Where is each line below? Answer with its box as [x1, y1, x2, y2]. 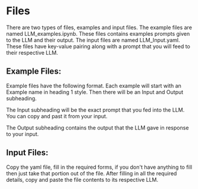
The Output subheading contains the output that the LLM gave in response [6, 124, 189, 131]
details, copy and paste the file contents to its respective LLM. [6, 176, 159, 183]
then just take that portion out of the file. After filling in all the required [6, 169, 177, 177]
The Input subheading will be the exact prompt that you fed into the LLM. [6, 106, 185, 114]
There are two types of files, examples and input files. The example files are [6, 24, 192, 31]
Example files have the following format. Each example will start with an [6, 82, 181, 89]
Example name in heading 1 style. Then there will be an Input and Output [6, 88, 184, 96]
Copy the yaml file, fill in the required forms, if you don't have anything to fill [6, 163, 192, 171]
